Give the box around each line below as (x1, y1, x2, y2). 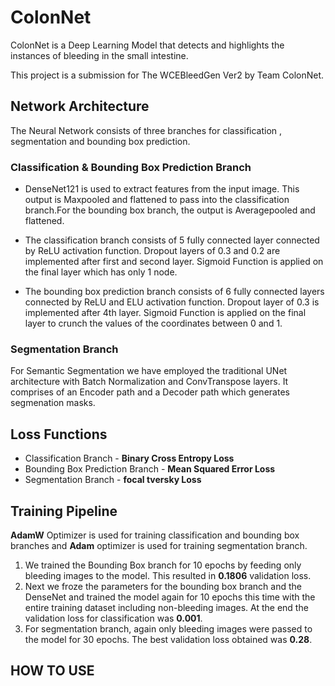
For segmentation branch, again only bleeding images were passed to (24, 622, 313, 635)
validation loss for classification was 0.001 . (24, 612, 203, 624)
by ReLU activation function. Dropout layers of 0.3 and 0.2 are (24, 245, 281, 257)
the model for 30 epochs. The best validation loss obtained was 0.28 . (24, 633, 313, 645)
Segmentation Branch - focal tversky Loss (24, 474, 202, 486)
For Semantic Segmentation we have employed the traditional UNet (10, 365, 288, 377)
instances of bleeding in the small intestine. (10, 49, 189, 61)
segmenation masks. (10, 397, 96, 409)
